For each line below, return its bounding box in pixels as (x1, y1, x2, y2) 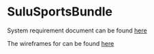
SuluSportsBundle (7, 4, 112, 20)
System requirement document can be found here (7, 26, 148, 34)
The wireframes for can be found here (7, 39, 114, 47)
